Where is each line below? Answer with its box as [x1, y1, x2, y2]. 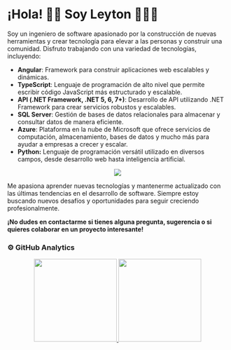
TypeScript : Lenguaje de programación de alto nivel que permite [17, 80, 205, 88]
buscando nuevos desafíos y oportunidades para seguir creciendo [7, 196, 199, 205]
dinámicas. [17, 73, 49, 81]
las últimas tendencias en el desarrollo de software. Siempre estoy [7, 189, 199, 197]
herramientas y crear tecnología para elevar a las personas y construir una [7, 36, 223, 45]
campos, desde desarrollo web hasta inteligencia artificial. [17, 154, 185, 163]
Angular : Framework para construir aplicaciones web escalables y [17, 65, 210, 74]
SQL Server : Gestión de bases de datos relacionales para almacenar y [17, 110, 220, 119]
